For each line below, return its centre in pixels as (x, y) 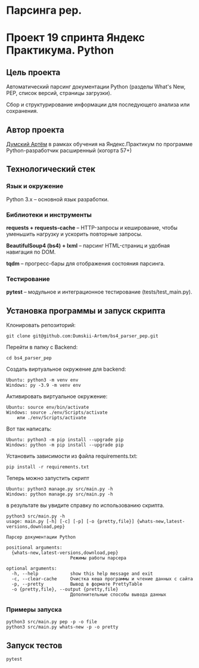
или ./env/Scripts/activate (52, 418)
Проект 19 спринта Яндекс (76, 38)
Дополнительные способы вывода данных (118, 595)
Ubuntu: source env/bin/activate (48, 407)
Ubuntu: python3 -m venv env (42, 380)
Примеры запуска (34, 609)
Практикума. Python (60, 50)
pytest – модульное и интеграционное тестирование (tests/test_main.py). (99, 292)
